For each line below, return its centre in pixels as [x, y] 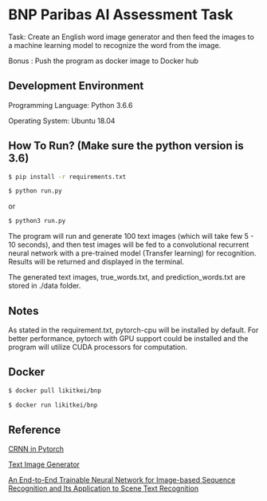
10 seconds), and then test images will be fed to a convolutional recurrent [129, 245]
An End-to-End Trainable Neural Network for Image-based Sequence [122, 480]
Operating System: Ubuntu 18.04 [62, 121]
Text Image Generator [44, 464]
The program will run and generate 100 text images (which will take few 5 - [131, 237]
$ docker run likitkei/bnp [53, 405]
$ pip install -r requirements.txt [67, 177]
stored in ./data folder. [45, 286]
